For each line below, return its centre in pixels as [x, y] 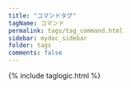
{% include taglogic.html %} [55, 76]
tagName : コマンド [37, 23]
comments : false [35, 53]
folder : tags [30, 46]
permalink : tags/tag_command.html [66, 30]
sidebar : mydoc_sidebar [48, 38]
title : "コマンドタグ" [42, 16]
